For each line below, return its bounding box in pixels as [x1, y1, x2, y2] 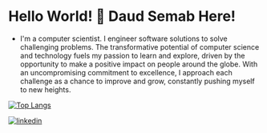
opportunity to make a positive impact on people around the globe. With [19, 59, 258, 69]
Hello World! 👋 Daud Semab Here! [8, 7, 237, 26]
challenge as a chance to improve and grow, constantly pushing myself [19, 76, 255, 86]
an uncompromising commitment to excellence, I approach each [19, 67, 233, 77]
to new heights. [19, 84, 71, 95]
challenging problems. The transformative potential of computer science [19, 42, 260, 51]
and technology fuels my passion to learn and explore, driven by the [19, 50, 245, 60]
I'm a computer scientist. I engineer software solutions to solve [19, 34, 229, 43]
